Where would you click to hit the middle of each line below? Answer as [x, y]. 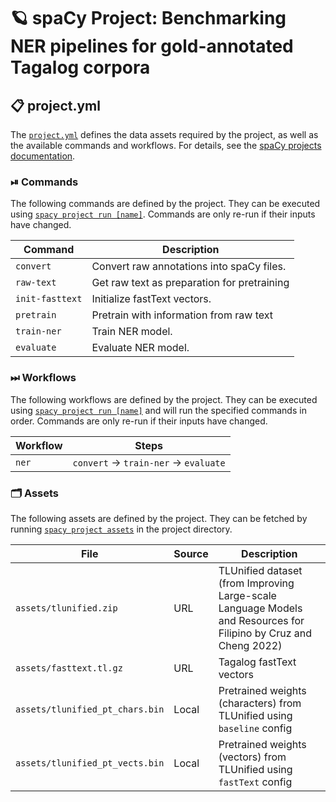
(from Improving [256, 583]
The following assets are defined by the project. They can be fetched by [159, 518]
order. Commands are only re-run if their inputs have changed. [139, 421]
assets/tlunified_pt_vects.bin [90, 763]
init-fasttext [49, 299]
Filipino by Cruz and [265, 633]
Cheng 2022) [250, 645]
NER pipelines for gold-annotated [152, 46]
